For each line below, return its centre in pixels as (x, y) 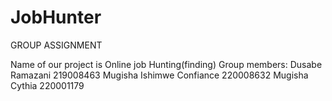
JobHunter (56, 17)
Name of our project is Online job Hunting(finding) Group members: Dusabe (166, 64)
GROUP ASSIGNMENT (56, 45)
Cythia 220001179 (47, 85)
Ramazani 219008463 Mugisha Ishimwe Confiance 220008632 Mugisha (159, 75)
